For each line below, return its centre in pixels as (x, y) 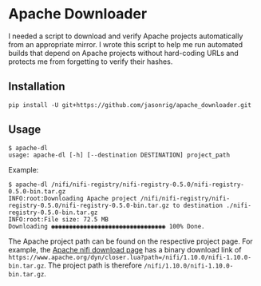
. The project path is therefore (93, 265)
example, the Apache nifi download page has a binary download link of (125, 249)
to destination (198, 205)
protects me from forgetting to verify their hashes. (91, 62)
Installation (37, 87)
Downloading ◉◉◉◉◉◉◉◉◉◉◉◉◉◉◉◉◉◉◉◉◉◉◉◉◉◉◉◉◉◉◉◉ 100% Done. (107, 226)
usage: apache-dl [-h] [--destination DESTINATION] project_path (119, 155)
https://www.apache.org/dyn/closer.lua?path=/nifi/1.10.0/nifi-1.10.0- (130, 257)
